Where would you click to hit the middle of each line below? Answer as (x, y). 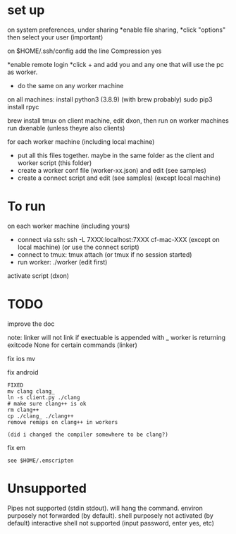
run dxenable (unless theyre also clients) (66, 128)
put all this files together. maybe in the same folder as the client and (116, 155)
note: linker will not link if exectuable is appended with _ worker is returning (117, 337)
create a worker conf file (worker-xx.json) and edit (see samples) (112, 170)
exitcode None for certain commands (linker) (72, 345)
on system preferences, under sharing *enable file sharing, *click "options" (117, 30)
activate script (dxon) (38, 275)
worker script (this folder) (55, 163)
